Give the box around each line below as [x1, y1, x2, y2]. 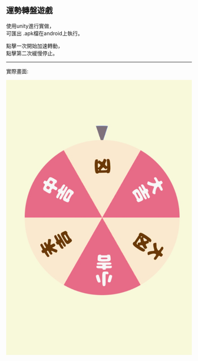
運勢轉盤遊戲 [6, 5, 53, 16]
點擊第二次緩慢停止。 [6, 50, 58, 57]
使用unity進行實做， [6, 22, 55, 29]
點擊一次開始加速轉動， [6, 42, 63, 49]
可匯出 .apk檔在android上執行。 [6, 29, 84, 37]
